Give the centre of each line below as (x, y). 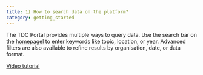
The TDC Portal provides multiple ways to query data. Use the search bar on (101, 34)
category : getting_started (40, 18)
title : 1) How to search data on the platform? (68, 12)
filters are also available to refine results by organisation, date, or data (93, 47)
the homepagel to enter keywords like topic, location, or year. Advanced (96, 41)
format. (15, 54)
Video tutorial (23, 66)
